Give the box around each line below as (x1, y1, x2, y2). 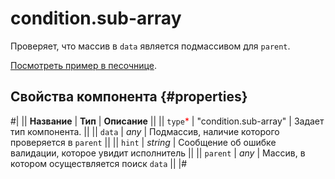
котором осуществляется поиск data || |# (10, 157, 188, 169)
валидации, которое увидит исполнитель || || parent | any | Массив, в (10, 147, 306, 159)
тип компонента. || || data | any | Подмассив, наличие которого (10, 125, 280, 137)
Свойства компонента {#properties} (10, 88, 248, 106)
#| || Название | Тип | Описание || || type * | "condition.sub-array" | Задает (10, 115, 325, 127)
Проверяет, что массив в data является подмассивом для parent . (10, 40, 291, 52)
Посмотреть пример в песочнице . (10, 59, 157, 71)
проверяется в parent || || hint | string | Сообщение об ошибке (10, 136, 277, 148)
